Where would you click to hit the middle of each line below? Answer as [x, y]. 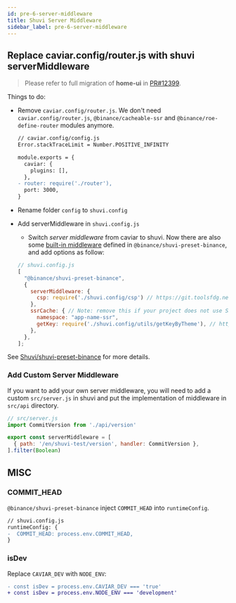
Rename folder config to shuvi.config [72, 210]
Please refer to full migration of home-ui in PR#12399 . [103, 83]
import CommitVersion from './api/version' [72, 425]
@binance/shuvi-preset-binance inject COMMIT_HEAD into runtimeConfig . [108, 507]
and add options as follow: [66, 252]
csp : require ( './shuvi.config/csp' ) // [94, 298]
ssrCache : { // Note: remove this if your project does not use [126, 311]
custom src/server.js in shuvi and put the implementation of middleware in [117, 398]
